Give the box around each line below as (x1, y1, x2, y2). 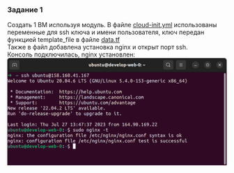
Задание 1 (7, 5, 43, 15)
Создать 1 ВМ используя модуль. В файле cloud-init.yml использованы (7, 21, 217, 29)
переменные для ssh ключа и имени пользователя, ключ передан (7, 28, 205, 36)
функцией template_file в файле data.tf (7, 36, 120, 44)
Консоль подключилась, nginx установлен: (7, 50, 136, 59)
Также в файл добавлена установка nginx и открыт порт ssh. (7, 43, 188, 52)
